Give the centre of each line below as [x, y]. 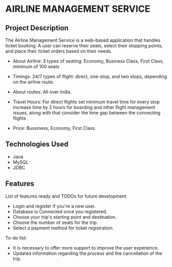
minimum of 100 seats [36, 66]
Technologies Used [37, 144]
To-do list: [16, 238]
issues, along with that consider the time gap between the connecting [87, 113]
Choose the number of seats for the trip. [55, 222]
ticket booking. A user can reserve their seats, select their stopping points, [84, 46]
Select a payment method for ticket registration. [63, 228]
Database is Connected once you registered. [60, 212]
